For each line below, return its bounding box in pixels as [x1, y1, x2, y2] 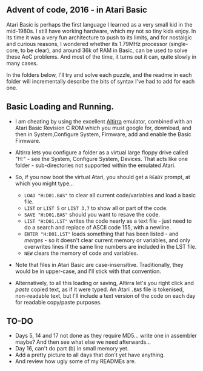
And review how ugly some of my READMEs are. [15, 358, 136, 365]
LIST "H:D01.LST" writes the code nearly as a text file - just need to [24, 217, 192, 225]
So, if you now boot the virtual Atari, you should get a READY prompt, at [15, 173, 191, 180]
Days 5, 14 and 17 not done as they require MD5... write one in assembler [15, 332, 197, 340]
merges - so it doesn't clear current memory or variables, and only [24, 236, 191, 244]
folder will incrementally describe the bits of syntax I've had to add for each [6, 77, 195, 85]
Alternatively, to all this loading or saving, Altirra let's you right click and [15, 279, 194, 286]
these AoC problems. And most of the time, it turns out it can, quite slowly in [6, 53, 197, 60]
